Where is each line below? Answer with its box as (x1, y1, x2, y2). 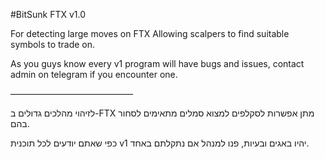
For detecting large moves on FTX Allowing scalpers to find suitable (10, 28, 290, 39)
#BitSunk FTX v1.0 (10, 9, 87, 20)
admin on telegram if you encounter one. (10, 69, 178, 80)
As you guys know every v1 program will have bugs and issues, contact (10, 58, 305, 69)
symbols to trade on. (10, 39, 96, 50)
